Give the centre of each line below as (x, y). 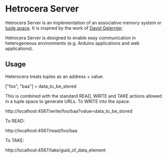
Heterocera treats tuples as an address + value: (55, 76)
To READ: (15, 121)
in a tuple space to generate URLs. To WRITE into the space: (68, 101)
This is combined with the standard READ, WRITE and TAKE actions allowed (84, 96)
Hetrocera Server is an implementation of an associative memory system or (83, 23)
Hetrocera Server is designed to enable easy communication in (70, 38)
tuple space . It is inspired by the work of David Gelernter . (64, 28)
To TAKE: (15, 140)
